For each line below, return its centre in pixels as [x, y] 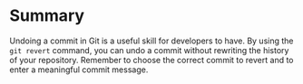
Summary [47, 16]
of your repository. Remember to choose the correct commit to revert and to [151, 60]
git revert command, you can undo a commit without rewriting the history [149, 50]
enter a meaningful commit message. [79, 70]
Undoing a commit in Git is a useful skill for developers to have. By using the [151, 41]
